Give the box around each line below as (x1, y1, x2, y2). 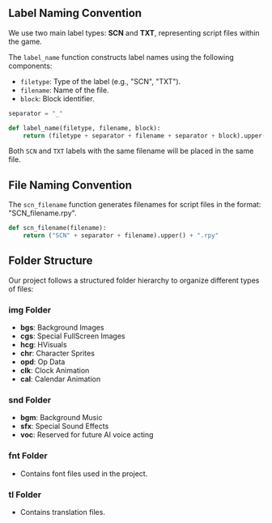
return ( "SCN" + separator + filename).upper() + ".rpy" (23, 232, 219, 240)
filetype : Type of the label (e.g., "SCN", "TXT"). (19, 76, 181, 86)
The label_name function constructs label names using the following (8, 52, 235, 62)
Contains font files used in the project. (19, 469, 148, 478)
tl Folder (8, 489, 42, 500)
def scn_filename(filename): (8, 224, 107, 232)
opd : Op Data (19, 357, 66, 367)
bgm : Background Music (19, 413, 103, 423)
